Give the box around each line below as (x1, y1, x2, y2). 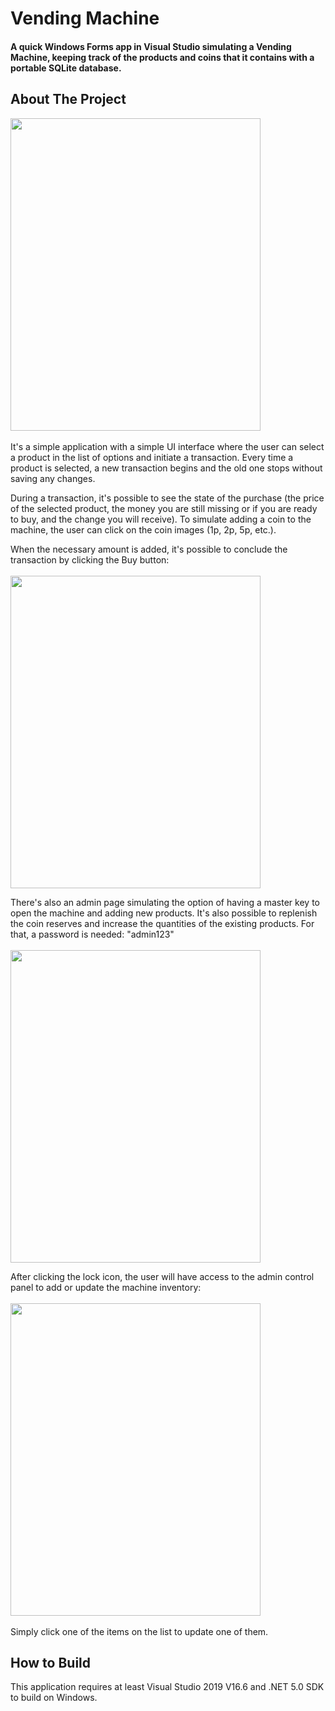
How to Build (10, 1654, 92, 1671)
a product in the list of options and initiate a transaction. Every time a (10, 451, 294, 463)
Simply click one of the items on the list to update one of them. (10, 1625, 269, 1637)
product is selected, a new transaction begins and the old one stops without (10, 462, 323, 474)
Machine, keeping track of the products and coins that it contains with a (10, 51, 315, 63)
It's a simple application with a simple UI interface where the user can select (10, 440, 325, 452)
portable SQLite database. (10, 62, 122, 74)
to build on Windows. (10, 1692, 98, 1704)
